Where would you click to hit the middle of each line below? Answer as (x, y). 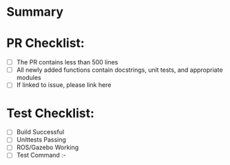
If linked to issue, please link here (64, 85)
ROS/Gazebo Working (48, 147)
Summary (35, 12)
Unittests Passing (41, 140)
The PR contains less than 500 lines (67, 62)
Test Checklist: (50, 113)
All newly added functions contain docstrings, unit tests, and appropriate (119, 70)
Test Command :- (41, 155)
